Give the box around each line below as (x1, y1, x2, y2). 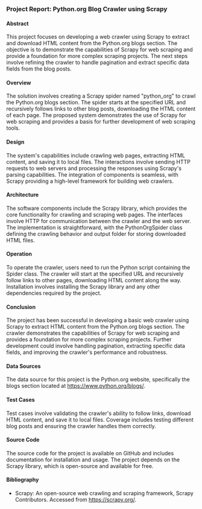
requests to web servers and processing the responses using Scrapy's (6, 165, 182, 172)
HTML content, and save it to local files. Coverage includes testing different (6, 416, 194, 423)
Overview (6, 79, 31, 86)
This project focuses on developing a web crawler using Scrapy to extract (6, 33, 190, 40)
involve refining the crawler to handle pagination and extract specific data (6, 59, 190, 66)
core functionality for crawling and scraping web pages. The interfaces (6, 210, 183, 218)
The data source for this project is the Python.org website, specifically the (6, 376, 190, 383)
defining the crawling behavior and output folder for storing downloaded (6, 230, 186, 237)
